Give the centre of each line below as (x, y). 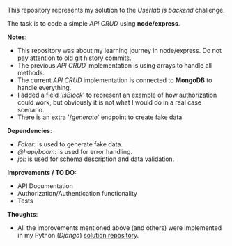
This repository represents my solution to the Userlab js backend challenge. (116, 10)
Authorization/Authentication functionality (77, 193)
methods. (31, 73)
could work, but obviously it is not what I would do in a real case (109, 102)
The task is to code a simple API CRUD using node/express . (94, 23)
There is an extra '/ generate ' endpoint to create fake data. (101, 117)
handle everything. (44, 87)
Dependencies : (30, 131)
